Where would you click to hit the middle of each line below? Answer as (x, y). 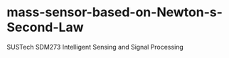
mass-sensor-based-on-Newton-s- (115, 12)
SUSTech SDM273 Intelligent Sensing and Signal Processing (95, 47)
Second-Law (45, 27)
